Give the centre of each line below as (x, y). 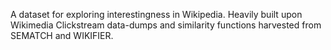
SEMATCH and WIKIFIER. (62, 35)
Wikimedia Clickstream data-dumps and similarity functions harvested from (166, 25)
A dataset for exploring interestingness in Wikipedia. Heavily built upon (156, 14)
